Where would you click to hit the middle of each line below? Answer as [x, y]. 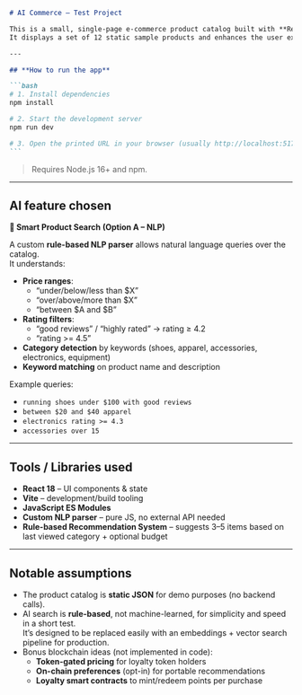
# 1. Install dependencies [60, 94]
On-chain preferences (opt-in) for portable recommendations [151, 671]
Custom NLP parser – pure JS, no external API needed [124, 517]
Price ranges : [48, 281]
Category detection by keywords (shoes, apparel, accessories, [140, 348]
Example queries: [41, 384]
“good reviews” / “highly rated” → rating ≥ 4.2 [121, 329]
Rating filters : [48, 320]
